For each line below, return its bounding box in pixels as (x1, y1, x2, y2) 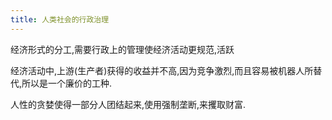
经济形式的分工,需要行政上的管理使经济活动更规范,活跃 (10, 43, 235, 55)
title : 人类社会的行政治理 (10, 14, 110, 25)
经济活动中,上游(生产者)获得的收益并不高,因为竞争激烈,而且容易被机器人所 (10, 64, 314, 76)
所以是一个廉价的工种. (21, 77, 113, 89)
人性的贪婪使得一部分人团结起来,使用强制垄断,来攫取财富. (10, 98, 247, 110)
